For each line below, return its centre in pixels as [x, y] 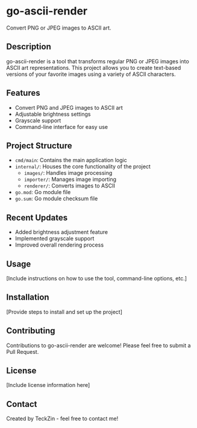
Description [29, 47]
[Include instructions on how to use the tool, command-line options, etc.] [97, 278]
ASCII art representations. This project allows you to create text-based [94, 68]
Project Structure [39, 146]
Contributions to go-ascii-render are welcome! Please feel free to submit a [98, 345]
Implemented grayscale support [55, 239]
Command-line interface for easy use [61, 127]
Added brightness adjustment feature [61, 232]
